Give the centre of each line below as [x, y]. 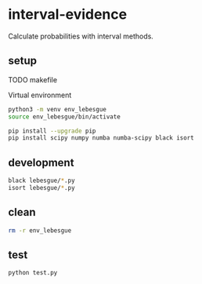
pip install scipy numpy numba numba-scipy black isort [101, 138]
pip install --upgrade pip [52, 131]
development [41, 162]
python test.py [33, 273]
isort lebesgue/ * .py [42, 188]
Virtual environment [40, 95]
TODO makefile [32, 79]
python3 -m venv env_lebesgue [58, 109]
